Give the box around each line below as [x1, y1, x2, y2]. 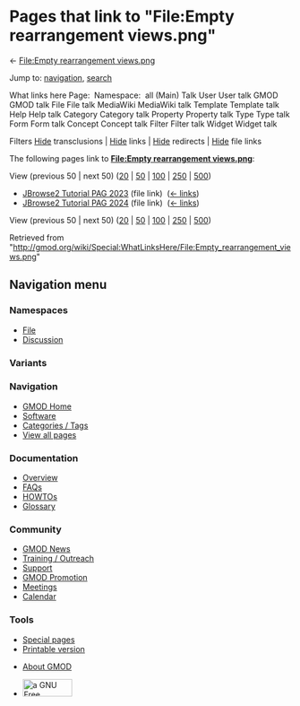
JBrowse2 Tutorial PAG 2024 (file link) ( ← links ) [21, 197, 200, 208]
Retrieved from [9, 231, 64, 243]
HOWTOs [21, 492, 58, 502]
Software [21, 410, 56, 421]
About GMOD [21, 661, 73, 672]
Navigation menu [9, 277, 107, 292]
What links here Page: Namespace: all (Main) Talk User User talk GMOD [9, 90, 279, 100]
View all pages [21, 429, 77, 440]
